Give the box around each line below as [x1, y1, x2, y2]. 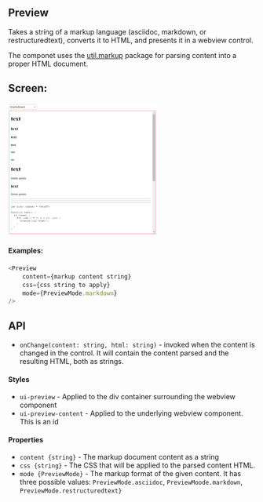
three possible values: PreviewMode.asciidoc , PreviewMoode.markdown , [19, 478, 243, 487]
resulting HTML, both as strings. [19, 357, 124, 366]
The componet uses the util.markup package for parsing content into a [8, 50, 237, 60]
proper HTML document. [8, 59, 89, 68]
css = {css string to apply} [22, 281, 111, 289]
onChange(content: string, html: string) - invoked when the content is [19, 340, 255, 350]
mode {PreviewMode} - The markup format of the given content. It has [19, 469, 242, 478]
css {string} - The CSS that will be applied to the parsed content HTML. [19, 460, 256, 470]
